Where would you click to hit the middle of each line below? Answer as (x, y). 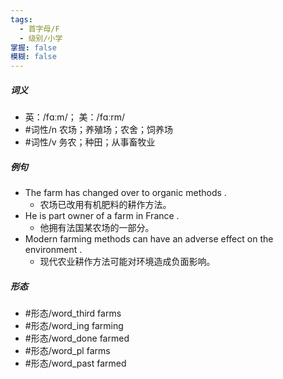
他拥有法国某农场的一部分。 (97, 228)
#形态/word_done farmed (77, 338)
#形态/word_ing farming (74, 326)
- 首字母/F (39, 29)
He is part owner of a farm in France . (102, 216)
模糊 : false (33, 57)
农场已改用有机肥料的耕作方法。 (105, 205)
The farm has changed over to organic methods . (125, 193)
